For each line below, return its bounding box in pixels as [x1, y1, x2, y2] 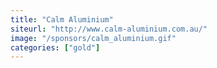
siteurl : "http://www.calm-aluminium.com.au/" [10, 24, 208, 34]
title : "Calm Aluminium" [10, 14, 114, 25]
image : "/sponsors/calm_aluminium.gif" [10, 33, 177, 43]
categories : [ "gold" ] [10, 42, 101, 53]
